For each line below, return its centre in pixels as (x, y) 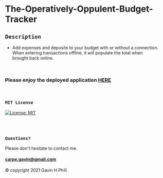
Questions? (18, 138)
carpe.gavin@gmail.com (31, 160)
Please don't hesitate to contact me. (41, 148)
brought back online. (33, 58)
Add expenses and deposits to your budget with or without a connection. (85, 48)
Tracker (21, 19)
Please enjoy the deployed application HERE (58, 80)
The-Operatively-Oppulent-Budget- (79, 9)
